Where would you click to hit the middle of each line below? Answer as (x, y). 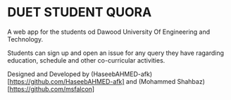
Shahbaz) (191, 81)
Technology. (25, 39)
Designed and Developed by (49, 74)
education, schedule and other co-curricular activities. (86, 60)
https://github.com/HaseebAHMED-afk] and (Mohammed (93, 81)
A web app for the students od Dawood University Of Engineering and (109, 32)
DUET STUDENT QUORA (80, 12)
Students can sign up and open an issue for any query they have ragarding (115, 53)
